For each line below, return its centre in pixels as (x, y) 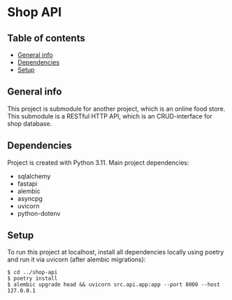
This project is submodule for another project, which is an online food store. (116, 109)
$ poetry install (32, 279)
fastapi (27, 184)
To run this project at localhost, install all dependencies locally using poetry (116, 252)
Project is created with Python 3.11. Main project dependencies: (99, 163)
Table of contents (46, 38)
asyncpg (30, 198)
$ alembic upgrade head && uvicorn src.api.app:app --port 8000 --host (114, 285)
